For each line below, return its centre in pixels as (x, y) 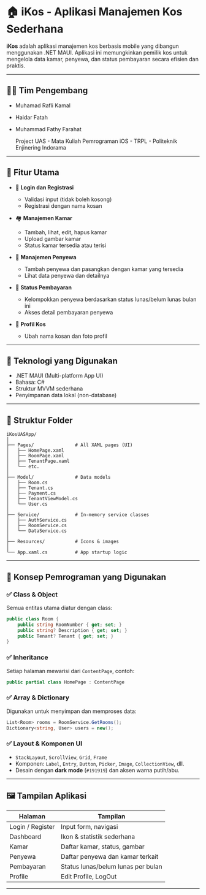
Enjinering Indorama (40, 147)
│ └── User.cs (27, 504)
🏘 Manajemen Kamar (44, 218)
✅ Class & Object (32, 594)
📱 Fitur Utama (33, 173)
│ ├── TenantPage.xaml (38, 461)
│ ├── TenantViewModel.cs (42, 499)
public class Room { (33, 619)
